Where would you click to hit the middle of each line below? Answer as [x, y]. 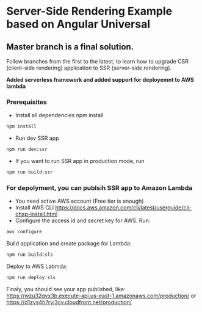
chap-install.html [36, 214]
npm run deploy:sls [31, 277]
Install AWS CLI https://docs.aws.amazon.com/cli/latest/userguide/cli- [103, 208]
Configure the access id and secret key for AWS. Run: [83, 220]
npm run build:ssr [30, 172]
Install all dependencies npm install [59, 115]
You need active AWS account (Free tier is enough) [79, 201]
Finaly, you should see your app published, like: [66, 289]
